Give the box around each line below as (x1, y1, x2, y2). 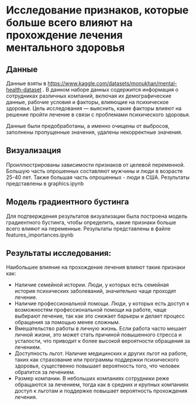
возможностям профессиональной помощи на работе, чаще (14, 306, 167, 313)
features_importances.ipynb (6, 231, 74, 238)
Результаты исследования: (6, 248, 111, 258)
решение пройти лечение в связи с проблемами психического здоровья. (6, 111, 191, 118)
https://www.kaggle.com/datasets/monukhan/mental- (47, 80, 177, 87)
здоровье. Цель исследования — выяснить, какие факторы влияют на (6, 105, 182, 112)
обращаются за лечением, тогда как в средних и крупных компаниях (14, 381, 189, 388)
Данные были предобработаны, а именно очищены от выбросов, (6, 123, 170, 129)
